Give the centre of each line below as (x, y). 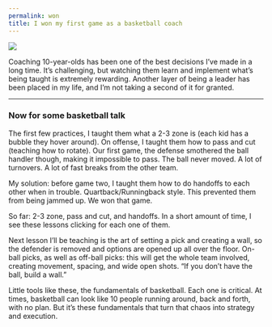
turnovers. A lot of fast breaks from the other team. (93, 167)
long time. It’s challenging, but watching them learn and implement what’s (131, 70)
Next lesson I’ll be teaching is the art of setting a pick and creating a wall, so (136, 240)
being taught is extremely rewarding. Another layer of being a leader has (129, 78)
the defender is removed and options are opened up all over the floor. (124, 249)
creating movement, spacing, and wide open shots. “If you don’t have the (131, 266)
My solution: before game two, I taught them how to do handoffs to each (129, 183)
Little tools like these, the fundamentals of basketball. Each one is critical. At (135, 290)
